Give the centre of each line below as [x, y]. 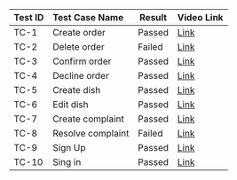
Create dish [77, 90]
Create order [79, 32]
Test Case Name [88, 17]
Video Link [200, 17]
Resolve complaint [91, 133]
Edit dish [71, 104]
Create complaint [88, 119]
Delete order [79, 47]
